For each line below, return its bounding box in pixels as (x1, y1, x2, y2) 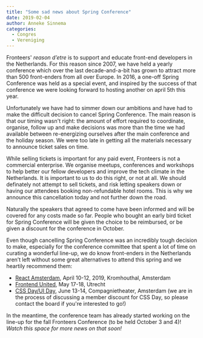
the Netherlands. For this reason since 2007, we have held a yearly (6, 60, 173, 67)
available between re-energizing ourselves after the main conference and (6, 130, 190, 137)
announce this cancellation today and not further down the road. (6, 194, 167, 201)
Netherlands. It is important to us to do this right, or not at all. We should (6, 174, 187, 181)
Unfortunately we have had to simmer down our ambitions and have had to (6, 105, 193, 111)
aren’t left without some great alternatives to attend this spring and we (6, 256, 182, 263)
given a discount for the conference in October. (6, 225, 125, 232)
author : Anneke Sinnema (6, 20, 67, 26)
